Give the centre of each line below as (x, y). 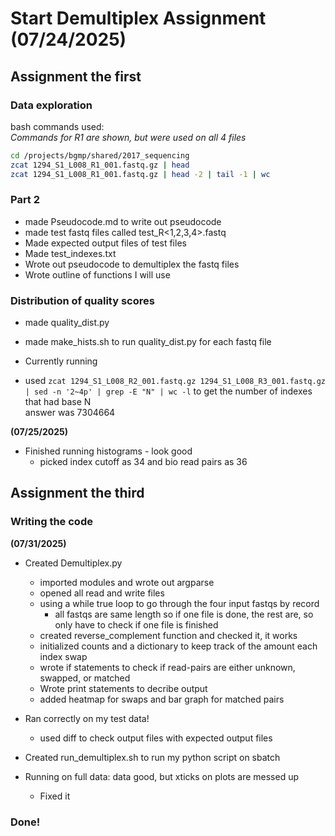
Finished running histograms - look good (108, 451)
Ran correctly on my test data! (87, 718)
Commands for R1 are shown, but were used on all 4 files (128, 137)
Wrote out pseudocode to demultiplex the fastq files (132, 264)
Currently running (61, 361)
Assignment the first (76, 76)
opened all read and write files (102, 593)
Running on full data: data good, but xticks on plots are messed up (162, 776)
